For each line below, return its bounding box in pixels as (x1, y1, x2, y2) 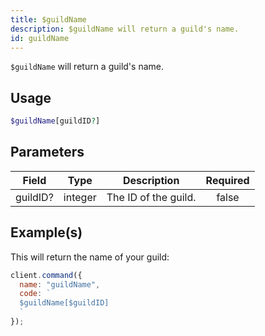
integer (63, 190, 97, 204)
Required (205, 173, 250, 187)
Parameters (10, 144, 85, 161)
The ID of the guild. (106, 190, 197, 204)
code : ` (19, 289, 52, 299)
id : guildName (10, 33, 70, 43)
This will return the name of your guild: (10, 251, 170, 263)
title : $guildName (10, 14, 87, 25)
